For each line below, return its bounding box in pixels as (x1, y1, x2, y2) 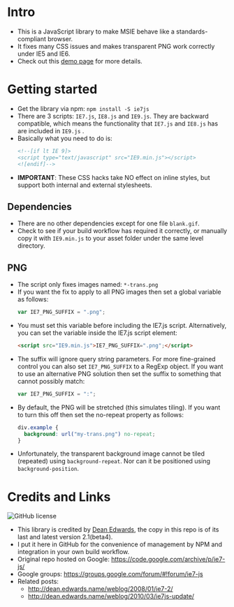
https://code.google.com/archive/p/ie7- (110, 555, 226, 564)
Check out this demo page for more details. (17, 57, 143, 65)
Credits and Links (7, 489, 111, 504)
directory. (17, 241, 45, 250)
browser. (47, 34, 73, 43)
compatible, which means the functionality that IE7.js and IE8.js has (17, 119, 219, 128)
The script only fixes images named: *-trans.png (17, 280, 159, 289)
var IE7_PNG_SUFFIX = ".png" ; (17, 308, 106, 316)
